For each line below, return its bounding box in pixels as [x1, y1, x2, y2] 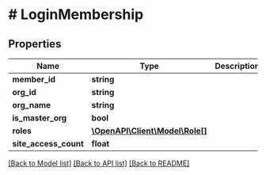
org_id [12, 87, 37, 97]
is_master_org [12, 112, 67, 124]
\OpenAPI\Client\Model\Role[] [91, 125, 207, 136]
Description [215, 61, 260, 71]
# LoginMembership [8, 6, 144, 24]
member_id [12, 74, 56, 85]
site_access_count [12, 139, 85, 149]
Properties [8, 37, 62, 51]
